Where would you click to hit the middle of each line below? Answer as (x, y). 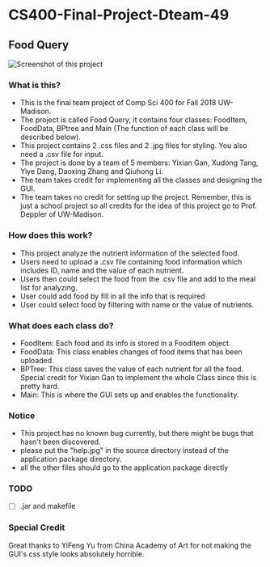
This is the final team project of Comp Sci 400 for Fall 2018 (118, 103)
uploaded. (37, 360)
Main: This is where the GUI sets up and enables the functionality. (129, 395)
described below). (50, 137)
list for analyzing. (49, 287)
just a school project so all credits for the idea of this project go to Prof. (138, 206)
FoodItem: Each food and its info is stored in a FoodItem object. (125, 343)
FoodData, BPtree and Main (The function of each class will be (124, 129)
